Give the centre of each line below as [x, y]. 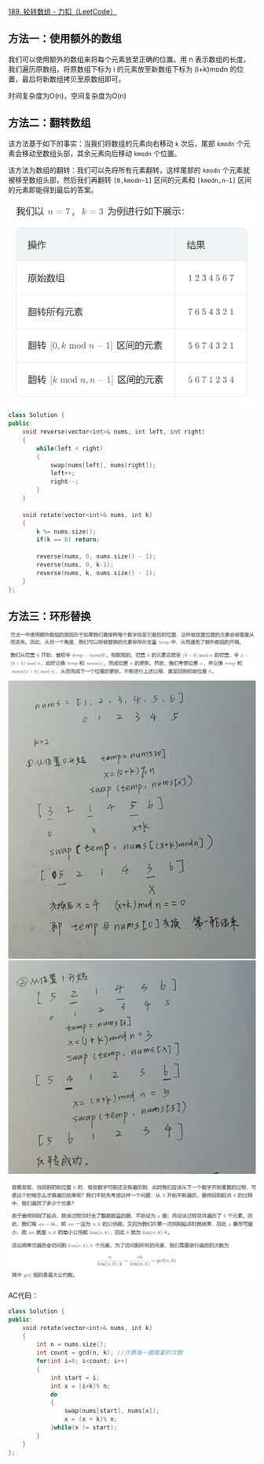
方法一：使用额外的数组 [65, 39]
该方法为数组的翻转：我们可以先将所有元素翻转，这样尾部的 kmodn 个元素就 [129, 170]
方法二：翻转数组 [49, 123]
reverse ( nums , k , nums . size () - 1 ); [96, 573]
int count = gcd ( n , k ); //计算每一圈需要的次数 [110, 1353]
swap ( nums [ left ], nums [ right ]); [103, 465]
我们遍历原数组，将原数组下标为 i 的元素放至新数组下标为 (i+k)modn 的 [123, 69]
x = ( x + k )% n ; [91, 1419]
